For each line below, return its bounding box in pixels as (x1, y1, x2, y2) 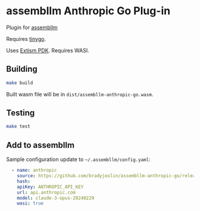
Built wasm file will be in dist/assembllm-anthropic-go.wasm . (6, 90, 154, 97)
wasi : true (17, 200, 44, 206)
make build (6, 80, 33, 86)
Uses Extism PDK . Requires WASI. (6, 46, 89, 54)
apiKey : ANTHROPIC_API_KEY (17, 184, 84, 190)
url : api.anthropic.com (17, 189, 76, 196)
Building (6, 64, 37, 74)
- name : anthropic (11, 168, 58, 174)
